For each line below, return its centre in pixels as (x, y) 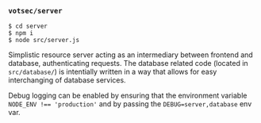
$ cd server (28, 26)
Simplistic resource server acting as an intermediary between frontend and (131, 55)
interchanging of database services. (67, 80)
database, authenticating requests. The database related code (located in (128, 63)
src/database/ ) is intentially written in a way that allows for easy (113, 72)
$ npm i (21, 33)
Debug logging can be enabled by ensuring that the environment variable (128, 96)
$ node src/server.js (44, 40)
